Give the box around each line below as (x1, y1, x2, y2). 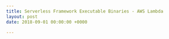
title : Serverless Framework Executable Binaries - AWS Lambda (6, 8, 164, 14)
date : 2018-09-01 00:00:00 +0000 (6, 19, 88, 25)
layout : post (6, 14, 38, 19)
